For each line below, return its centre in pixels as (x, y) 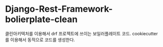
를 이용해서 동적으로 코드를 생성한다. (40, 40)
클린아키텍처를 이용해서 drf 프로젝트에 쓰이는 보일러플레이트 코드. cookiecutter (81, 33)
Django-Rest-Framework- (59, 9)
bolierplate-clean (41, 19)
